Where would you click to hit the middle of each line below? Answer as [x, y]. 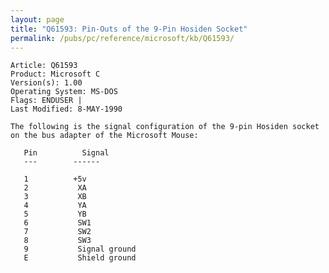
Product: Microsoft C [55, 74]
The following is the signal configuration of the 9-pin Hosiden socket [165, 127]
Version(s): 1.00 [46, 83]
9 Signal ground [80, 249]
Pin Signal [66, 153]
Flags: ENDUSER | [46, 101]
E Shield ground [80, 258]
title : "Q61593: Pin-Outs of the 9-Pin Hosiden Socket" [129, 29]
